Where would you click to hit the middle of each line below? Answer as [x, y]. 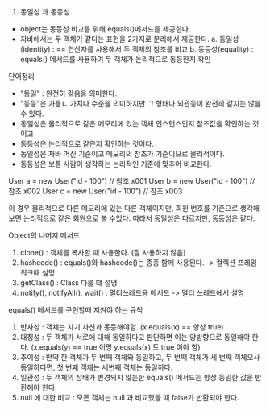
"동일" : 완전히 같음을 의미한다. [69, 93]
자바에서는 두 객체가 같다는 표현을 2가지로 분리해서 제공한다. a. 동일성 [129, 39]
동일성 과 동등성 [45, 12]
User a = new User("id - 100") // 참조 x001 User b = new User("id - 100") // [132, 181]
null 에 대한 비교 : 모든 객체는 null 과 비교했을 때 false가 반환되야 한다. [129, 398]
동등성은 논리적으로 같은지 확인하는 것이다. [87, 144]
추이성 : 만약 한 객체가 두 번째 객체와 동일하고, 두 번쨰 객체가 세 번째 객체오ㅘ [140, 357]
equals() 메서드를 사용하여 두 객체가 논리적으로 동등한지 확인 [115, 59]
